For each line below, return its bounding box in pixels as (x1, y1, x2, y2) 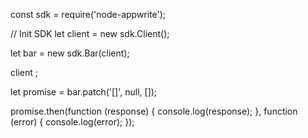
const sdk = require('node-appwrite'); (10, 9, 167, 20)
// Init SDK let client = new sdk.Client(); (10, 28, 170, 39)
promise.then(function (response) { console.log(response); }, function (10, 105, 298, 117)
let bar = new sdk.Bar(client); (10, 47, 130, 59)
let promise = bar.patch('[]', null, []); (10, 86, 158, 98)
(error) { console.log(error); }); (10, 116, 135, 128)
